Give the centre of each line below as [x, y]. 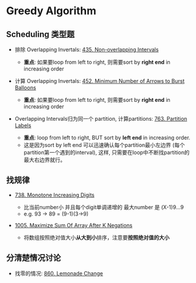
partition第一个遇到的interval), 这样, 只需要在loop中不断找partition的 [107, 152]
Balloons [26, 88]
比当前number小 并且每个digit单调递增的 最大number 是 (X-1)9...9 [104, 207]
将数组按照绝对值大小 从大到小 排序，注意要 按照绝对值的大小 [97, 237]
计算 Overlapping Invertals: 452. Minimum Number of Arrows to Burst [100, 81]
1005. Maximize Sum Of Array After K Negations [73, 225]
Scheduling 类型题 [40, 34]
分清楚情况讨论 [34, 258]
